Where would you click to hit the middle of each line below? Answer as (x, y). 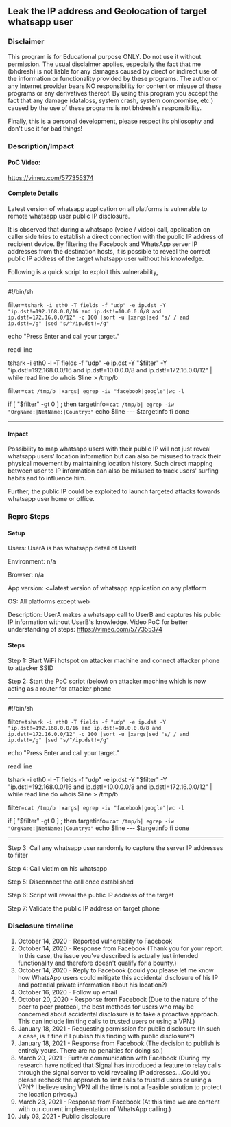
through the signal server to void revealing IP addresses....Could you (114, 1072)
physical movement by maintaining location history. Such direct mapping (110, 464)
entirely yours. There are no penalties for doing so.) (90, 1050)
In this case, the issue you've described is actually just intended (108, 955)
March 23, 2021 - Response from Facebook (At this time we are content (119, 1102)
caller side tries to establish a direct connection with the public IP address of (116, 237)
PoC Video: (24, 163)
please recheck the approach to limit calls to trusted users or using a (114, 1080)
